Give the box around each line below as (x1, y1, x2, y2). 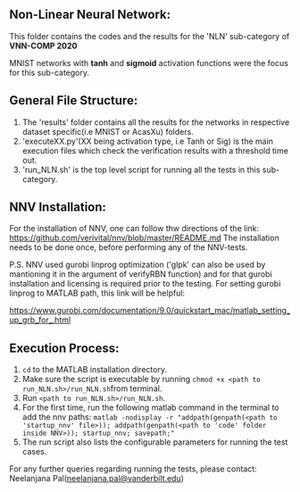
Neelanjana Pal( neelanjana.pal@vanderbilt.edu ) (9, 473, 185, 484)
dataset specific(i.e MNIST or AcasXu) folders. (21, 126, 194, 137)
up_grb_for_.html (9, 314, 71, 325)
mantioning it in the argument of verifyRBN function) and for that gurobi (9, 269, 272, 279)
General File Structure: (9, 93, 138, 108)
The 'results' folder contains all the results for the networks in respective (21, 116, 290, 128)
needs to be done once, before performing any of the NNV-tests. (9, 242, 248, 253)
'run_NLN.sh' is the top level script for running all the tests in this (21, 164, 261, 175)
